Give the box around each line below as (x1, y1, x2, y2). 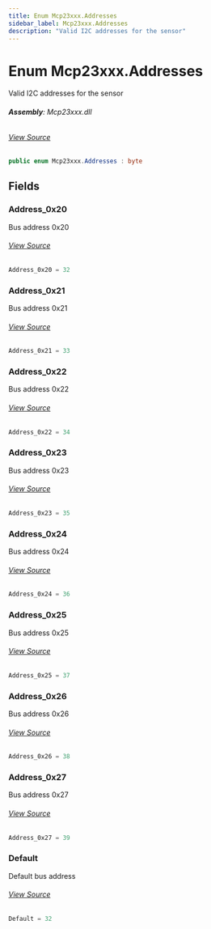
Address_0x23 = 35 (8, 509, 70, 518)
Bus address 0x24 (8, 547, 70, 557)
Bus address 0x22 (8, 384, 70, 394)
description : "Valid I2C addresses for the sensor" (8, 27, 186, 35)
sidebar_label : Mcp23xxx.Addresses (8, 19, 129, 28)
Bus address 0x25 (8, 628, 70, 638)
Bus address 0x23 (8, 465, 70, 475)
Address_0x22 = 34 (8, 428, 70, 436)
